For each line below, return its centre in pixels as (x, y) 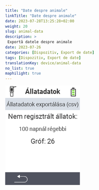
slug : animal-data (24, 32)
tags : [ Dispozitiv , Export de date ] (43, 58)
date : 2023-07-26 (23, 47)
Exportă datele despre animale (40, 42)
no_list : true (20, 68)
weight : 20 (16, 26)
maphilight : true (23, 74)
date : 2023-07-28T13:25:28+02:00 (40, 21)
